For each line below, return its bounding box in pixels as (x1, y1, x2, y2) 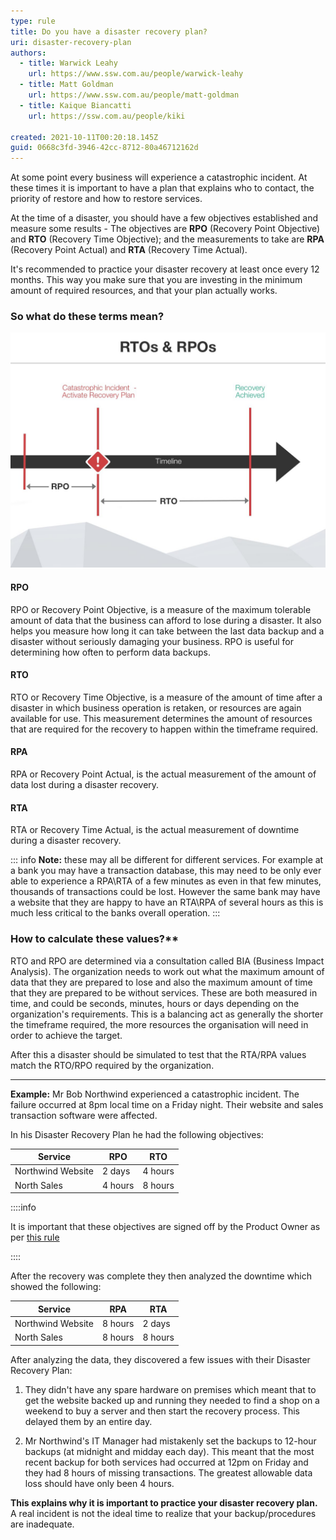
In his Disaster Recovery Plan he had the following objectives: (10, 1128, 264, 1140)
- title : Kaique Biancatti (19, 100, 132, 110)
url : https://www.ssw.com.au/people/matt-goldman (28, 90, 240, 100)
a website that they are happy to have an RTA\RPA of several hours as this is (10, 896, 324, 909)
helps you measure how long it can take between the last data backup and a (10, 625, 325, 637)
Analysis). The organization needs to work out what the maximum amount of (10, 965, 325, 977)
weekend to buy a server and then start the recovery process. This (24, 1405, 300, 1417)
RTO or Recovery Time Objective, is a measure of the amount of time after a (10, 691, 323, 703)
